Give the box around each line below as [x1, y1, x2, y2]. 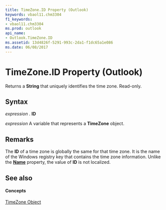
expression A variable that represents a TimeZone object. [5, 121, 124, 127]
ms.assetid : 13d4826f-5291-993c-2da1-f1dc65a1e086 [5, 40, 113, 45]
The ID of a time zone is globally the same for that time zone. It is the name [5, 149, 160, 155]
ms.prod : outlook [5, 26, 42, 31]
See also [5, 174, 33, 182]
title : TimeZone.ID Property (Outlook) [5, 7, 89, 13]
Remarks [5, 135, 34, 144]
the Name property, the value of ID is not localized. [5, 159, 111, 165]
